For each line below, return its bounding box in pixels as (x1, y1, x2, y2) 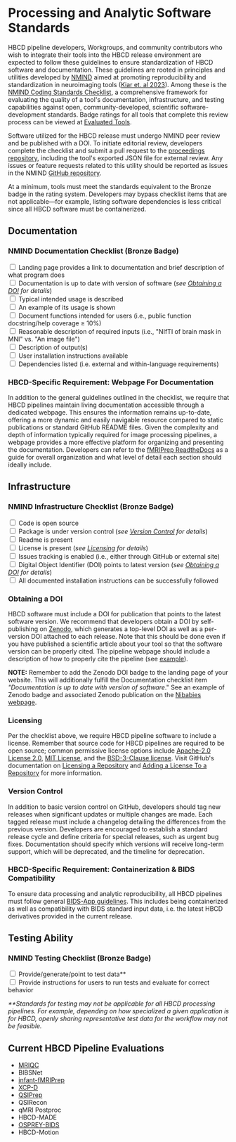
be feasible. (8, 1022, 42, 1030)
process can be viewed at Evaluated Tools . (8, 117, 132, 126)
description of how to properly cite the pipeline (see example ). (8, 654, 188, 663)
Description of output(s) (18, 343, 88, 351)
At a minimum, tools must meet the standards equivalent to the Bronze (8, 182, 211, 190)
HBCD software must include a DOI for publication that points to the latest (8, 609, 221, 618)
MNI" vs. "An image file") (8, 335, 80, 343)
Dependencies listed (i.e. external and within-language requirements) (18, 360, 220, 368)
